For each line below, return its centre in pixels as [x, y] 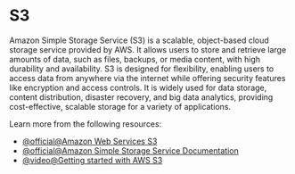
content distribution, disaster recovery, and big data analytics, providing [141, 97]
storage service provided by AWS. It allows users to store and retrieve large [148, 49]
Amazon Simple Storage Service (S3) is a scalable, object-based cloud [139, 40]
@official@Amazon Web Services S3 [90, 141]
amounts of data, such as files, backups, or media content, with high [135, 59]
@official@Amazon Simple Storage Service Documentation [130, 150]
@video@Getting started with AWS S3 [92, 160]
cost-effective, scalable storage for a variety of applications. [120, 106]
